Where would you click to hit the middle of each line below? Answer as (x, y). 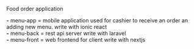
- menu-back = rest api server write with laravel (66, 33)
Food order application (35, 9)
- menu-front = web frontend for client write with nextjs (76, 40)
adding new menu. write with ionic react (57, 27)
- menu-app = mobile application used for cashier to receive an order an (97, 20)
